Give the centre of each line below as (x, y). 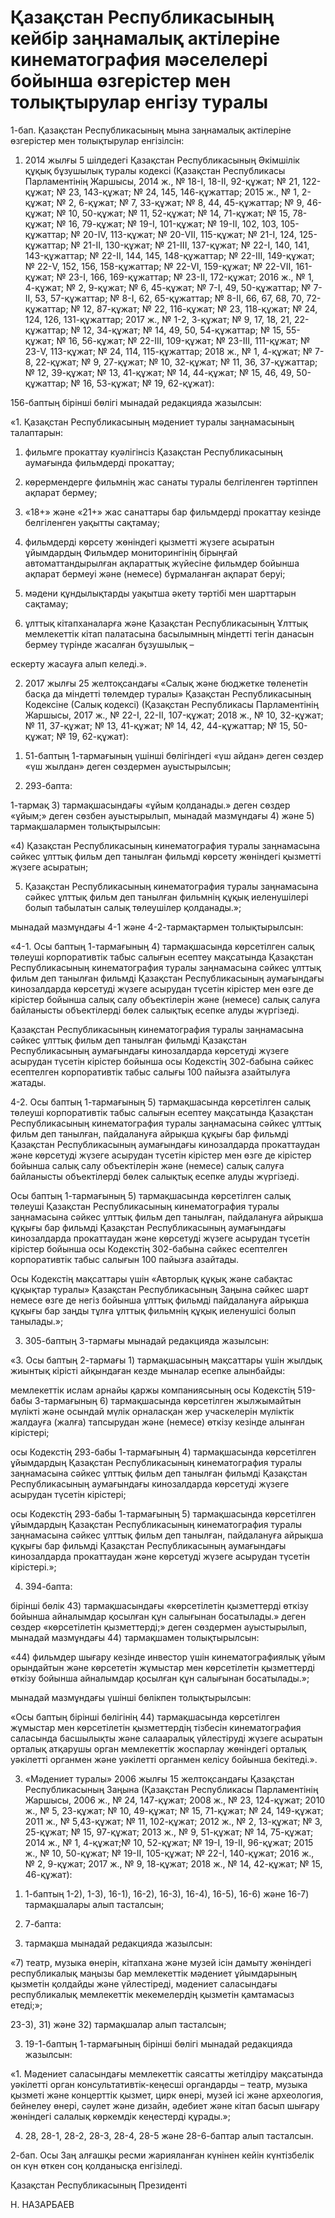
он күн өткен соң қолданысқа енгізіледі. (96, 2165)
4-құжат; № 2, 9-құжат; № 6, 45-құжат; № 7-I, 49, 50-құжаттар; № (168, 287)
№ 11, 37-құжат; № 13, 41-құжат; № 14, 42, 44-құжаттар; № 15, (157, 725)
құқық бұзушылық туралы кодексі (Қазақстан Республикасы (155, 170)
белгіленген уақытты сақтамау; (92, 522)
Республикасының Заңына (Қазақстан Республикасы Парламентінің (171, 1789)
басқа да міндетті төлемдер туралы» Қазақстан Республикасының (168, 693)
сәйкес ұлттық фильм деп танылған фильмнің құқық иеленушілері (166, 897)
